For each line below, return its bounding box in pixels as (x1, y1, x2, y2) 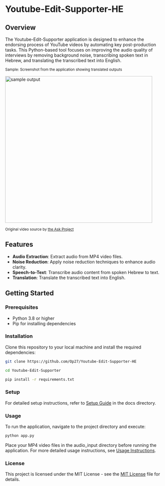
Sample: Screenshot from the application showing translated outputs (5, 67, 123, 72)
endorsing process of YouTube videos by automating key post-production (5, 42, 157, 48)
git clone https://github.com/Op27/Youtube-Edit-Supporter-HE (5, 359, 137, 364)
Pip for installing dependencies (12, 320, 76, 326)
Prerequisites (5, 304, 38, 311)
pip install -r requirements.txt (5, 377, 75, 382)
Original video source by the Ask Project (5, 227, 74, 232)
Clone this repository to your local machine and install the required (5, 344, 142, 350)
